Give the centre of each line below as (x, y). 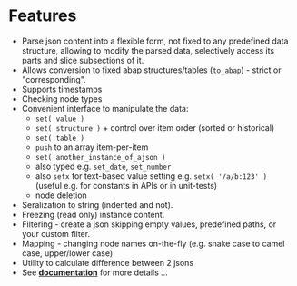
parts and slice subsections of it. (83, 60)
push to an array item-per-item (92, 147)
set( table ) (60, 138)
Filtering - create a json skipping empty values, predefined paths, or (149, 224)
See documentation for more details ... (95, 272)
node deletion (61, 195)
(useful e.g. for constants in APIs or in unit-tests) (126, 185)
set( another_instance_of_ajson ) (100, 157)
